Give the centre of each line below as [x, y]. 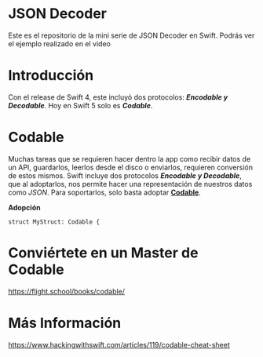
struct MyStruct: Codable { [54, 222]
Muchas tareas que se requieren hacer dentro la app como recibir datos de [130, 158]
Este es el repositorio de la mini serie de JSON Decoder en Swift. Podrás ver [131, 35]
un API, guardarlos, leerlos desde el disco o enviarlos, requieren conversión [131, 167]
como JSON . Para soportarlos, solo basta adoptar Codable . [105, 192]
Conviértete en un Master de [103, 253]
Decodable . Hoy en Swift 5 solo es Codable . [80, 105]
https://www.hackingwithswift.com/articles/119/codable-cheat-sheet [119, 344]
